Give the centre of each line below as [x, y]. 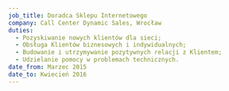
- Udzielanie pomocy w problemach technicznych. [97, 60]
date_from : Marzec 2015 [48, 67]
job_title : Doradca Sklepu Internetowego [78, 15]
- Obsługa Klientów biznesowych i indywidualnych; [101, 45]
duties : [21, 30]
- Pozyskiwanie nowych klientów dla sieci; [88, 38]
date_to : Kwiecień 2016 [48, 74]
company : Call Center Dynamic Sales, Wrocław [85, 23]
